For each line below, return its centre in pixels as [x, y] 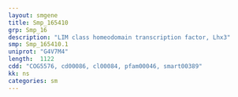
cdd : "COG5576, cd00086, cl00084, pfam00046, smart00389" [105, 66]
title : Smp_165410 [38, 23]
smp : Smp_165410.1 [38, 45]
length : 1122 [32, 59]
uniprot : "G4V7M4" [38, 52]
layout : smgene [33, 15]
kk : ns [19, 74]
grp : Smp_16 [28, 30]
